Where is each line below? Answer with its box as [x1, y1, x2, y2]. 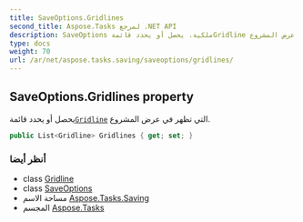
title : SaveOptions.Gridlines [9, 13, 125, 23]
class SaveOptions [22, 183, 93, 194]
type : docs [9, 38, 51, 48]
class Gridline [22, 173, 75, 184]
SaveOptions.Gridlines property [9, 89, 194, 105]
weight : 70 [9, 47, 51, 56]
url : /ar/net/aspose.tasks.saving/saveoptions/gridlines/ [9, 55, 234, 65]
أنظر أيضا [9, 152, 46, 165]
